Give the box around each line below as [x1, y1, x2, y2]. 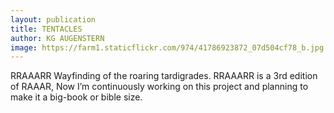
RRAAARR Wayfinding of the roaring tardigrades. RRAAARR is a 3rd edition [10, 70, 318, 82]
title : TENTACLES [10, 24, 83, 34]
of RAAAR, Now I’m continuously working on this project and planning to [10, 81, 309, 93]
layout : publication [10, 14, 97, 25]
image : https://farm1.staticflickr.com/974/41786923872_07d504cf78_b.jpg [10, 42, 325, 53]
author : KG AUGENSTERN [10, 33, 105, 43]
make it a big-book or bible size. [10, 91, 143, 103]
